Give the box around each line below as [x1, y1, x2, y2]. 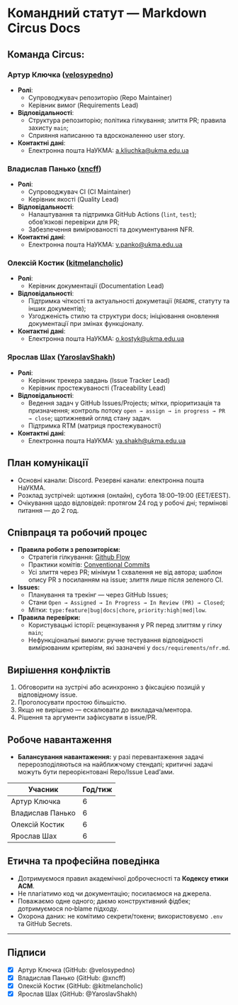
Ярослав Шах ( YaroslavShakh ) [7, 352, 115, 362]
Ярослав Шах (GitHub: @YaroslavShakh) [17, 989, 137, 998]
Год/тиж [82, 785, 113, 795]
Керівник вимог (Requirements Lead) [28, 101, 139, 109]
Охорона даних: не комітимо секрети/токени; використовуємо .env [17, 911, 223, 920]
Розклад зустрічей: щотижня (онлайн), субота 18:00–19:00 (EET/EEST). [17, 491, 231, 499]
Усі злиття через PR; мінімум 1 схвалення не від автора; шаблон [28, 568, 222, 577]
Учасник [28, 785, 59, 795]
